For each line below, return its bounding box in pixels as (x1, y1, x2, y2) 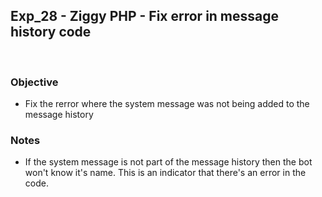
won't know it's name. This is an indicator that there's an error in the (24, 167, 307, 179)
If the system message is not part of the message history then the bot (24, 156, 313, 168)
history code (10, 24, 92, 41)
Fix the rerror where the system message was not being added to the (24, 98, 310, 110)
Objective (10, 75, 59, 89)
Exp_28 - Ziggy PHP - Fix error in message (10, 8, 280, 25)
